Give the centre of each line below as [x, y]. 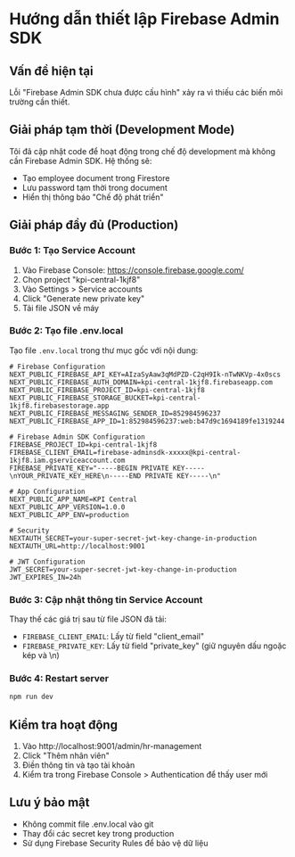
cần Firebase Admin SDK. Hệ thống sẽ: [81, 161]
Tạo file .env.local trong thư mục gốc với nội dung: [104, 350]
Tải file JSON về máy [61, 308]
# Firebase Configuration [57, 367]
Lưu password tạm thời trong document [94, 187]
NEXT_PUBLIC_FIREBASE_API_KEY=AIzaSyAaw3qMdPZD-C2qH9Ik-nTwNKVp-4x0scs [145, 375]
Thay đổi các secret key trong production [98, 833]
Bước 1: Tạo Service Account [73, 251]
